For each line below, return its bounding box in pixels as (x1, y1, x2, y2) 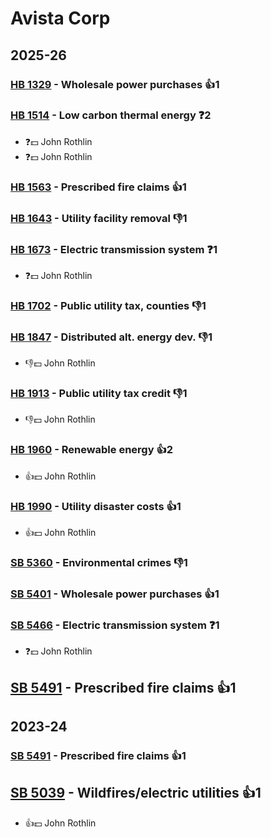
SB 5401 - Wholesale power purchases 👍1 (10, 587, 220, 601)
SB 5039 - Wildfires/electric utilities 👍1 (10, 785, 262, 802)
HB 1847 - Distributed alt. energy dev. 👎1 (10, 330, 213, 344)
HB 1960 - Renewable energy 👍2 (10, 443, 174, 457)
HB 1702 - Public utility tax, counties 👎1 (10, 298, 207, 312)
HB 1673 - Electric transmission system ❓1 (10, 242, 218, 256)
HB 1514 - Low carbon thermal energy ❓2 (10, 108, 212, 122)
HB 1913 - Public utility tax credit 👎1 (10, 387, 188, 401)
